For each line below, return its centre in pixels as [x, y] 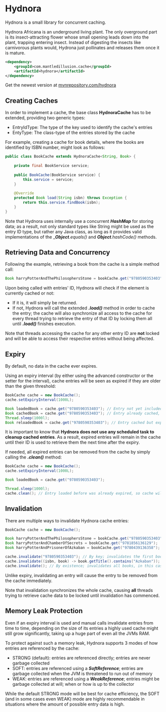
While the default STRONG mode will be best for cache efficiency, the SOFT [82, 693]
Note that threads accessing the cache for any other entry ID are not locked [82, 334]
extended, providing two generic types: [45, 118]
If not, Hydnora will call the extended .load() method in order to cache [83, 308]
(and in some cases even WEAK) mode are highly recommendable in [75, 699]
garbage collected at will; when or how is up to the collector [73, 684]
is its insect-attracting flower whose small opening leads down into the [77, 37]
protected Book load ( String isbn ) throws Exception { [70, 198]
